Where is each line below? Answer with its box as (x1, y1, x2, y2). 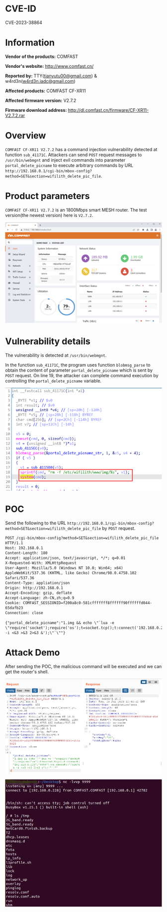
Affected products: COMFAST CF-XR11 (5, 88, 86, 94)
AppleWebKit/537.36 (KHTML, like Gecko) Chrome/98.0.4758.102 (5, 570, 137, 575)
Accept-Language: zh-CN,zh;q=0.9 (5, 595, 75, 600)
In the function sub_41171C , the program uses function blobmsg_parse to (5, 362, 151, 368)
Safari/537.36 (5, 575, 35, 580)
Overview (5, 130, 46, 141)
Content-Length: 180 (5, 550, 48, 555)
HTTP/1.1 (5, 540, 23, 545)
